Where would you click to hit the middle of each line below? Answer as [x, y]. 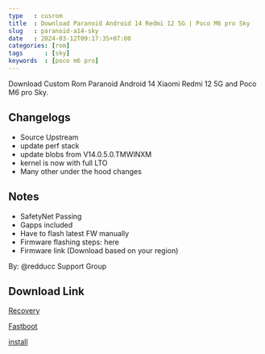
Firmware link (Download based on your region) [99, 250]
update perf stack [50, 145]
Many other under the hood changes [81, 171]
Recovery [24, 310]
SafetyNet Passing [51, 216]
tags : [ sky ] [39, 53]
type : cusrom [35, 16]
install [18, 342]
